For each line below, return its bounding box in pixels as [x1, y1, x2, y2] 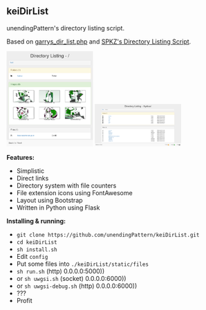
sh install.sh [16, 246, 57, 253]
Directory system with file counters [16, 181, 117, 190]
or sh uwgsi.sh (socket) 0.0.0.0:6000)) [16, 274, 127, 282]
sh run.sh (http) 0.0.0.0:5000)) [16, 266, 105, 275]
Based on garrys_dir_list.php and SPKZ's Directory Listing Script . [6, 37, 191, 46]
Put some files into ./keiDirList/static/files [16, 259, 149, 268]
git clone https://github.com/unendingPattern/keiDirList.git [16, 231, 200, 238]
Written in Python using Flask [16, 203, 100, 212]
